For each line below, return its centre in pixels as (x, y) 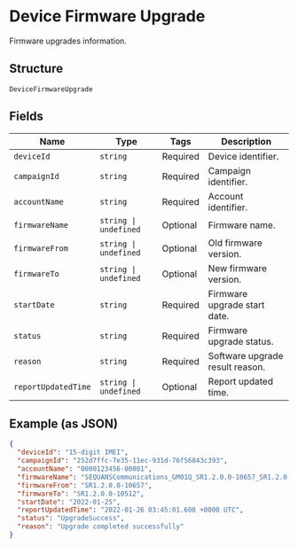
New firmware (238, 268)
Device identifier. (243, 156)
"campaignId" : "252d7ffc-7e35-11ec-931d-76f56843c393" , (122, 461)
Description (247, 141)
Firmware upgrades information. (68, 41)
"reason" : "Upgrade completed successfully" (101, 527)
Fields (27, 117)
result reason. (237, 367)
